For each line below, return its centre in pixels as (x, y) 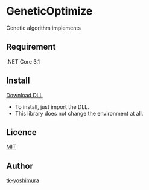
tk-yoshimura (23, 180)
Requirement (31, 47)
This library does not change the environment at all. (79, 113)
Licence (22, 132)
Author (20, 165)
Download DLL (25, 95)
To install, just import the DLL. (52, 106)
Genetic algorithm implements (44, 28)
